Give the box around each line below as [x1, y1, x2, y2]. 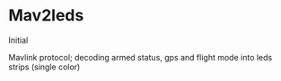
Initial [8, 35, 29, 45]
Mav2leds [8, 5, 84, 26]
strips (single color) [8, 61, 81, 72]
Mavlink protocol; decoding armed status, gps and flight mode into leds [8, 52, 273, 62]
